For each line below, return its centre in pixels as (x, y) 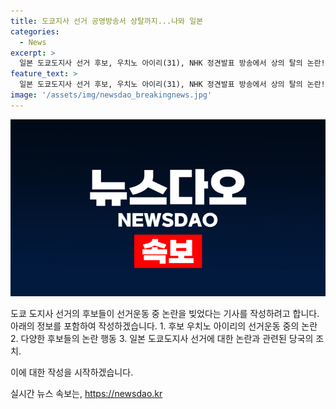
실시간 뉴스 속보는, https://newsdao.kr (86, 394)
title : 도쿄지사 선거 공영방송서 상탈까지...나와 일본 (107, 21)
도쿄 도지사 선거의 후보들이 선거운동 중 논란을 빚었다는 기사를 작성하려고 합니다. (165, 314)
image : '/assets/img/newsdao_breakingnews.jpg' (111, 95)
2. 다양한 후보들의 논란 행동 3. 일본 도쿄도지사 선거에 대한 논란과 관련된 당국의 (162, 339)
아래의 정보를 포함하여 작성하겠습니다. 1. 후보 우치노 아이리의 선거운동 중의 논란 (164, 326)
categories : (35, 31)
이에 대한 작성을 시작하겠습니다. (72, 372)
